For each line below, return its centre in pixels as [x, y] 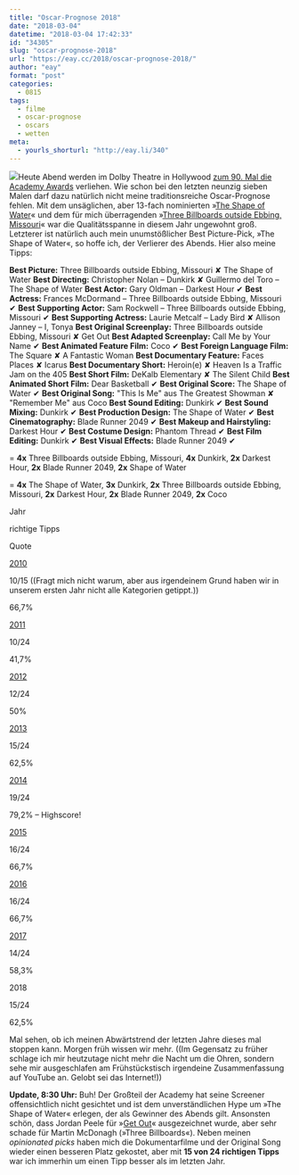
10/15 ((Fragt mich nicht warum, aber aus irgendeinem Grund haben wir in [144, 580]
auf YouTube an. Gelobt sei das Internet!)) [86, 1077]
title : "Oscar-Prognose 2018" [65, 17]
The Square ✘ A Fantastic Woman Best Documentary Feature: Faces [137, 355]
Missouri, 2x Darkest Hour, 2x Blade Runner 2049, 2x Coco [118, 494]
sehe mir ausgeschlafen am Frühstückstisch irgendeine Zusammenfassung [147, 1068]
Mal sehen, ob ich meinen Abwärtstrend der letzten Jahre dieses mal [135, 1039]
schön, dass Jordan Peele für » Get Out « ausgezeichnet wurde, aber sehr [143, 1123]
